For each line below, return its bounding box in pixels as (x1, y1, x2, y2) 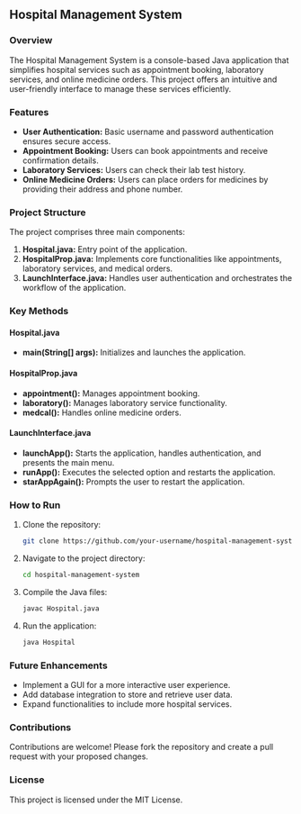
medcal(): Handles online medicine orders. (22, 407, 182, 418)
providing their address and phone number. (22, 184, 183, 194)
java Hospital (22, 638, 75, 647)
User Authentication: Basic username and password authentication (22, 126, 274, 137)
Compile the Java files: (22, 586, 108, 597)
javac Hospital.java (22, 603, 100, 613)
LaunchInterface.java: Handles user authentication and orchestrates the (22, 273, 293, 284)
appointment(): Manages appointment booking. (22, 387, 200, 399)
